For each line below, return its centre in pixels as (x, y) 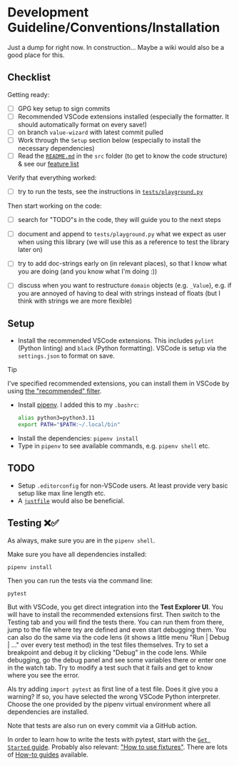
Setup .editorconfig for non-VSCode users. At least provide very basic (123, 485)
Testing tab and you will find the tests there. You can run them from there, (116, 622)
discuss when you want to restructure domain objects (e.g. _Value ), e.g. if (124, 286)
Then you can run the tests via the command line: (80, 580)
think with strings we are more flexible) (75, 301)
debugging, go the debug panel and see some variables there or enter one (117, 660)
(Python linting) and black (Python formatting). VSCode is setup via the (122, 348)
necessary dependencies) (56, 148)
